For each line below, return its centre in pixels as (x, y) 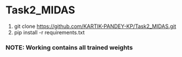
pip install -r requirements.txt (49, 32)
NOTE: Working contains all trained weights (69, 47)
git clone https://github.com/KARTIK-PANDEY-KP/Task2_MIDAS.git (95, 26)
